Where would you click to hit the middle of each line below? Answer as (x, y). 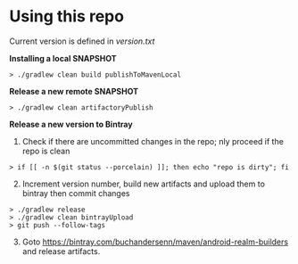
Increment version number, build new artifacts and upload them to (144, 184)
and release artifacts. (61, 251)
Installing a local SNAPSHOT (63, 58)
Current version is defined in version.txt (82, 41)
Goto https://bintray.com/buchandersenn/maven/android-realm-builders (155, 242)
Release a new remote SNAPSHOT (74, 91)
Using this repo (67, 16)
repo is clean (46, 151)
